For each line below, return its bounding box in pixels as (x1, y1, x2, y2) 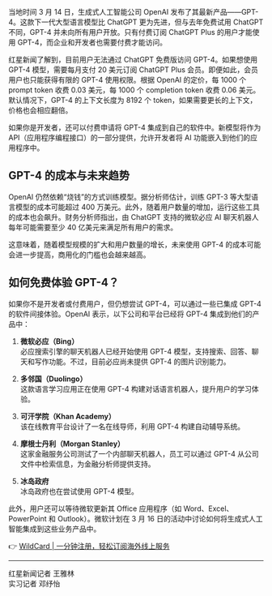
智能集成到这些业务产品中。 (8, 524, 101, 534)
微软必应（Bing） (19, 336, 79, 346)
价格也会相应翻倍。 (8, 105, 73, 115)
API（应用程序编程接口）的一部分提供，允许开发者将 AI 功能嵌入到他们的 (8, 133, 251, 142)
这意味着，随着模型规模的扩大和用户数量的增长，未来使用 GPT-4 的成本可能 (8, 239, 261, 249)
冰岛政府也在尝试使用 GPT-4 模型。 (19, 486, 139, 496)
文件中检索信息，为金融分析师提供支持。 (19, 459, 155, 469)
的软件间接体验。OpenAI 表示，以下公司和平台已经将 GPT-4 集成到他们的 (8, 309, 253, 319)
